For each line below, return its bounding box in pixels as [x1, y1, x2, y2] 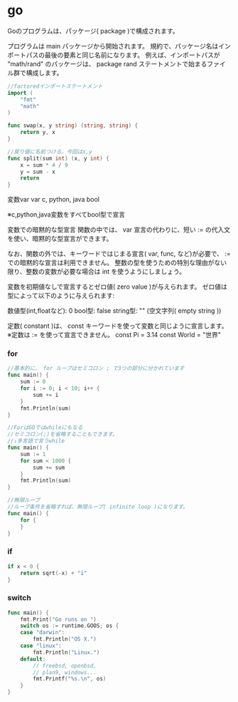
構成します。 [26, 68, 63, 77]
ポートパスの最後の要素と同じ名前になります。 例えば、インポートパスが [7, 51, 220, 59]
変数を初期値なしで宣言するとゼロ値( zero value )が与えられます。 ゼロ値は [7, 282, 227, 291]
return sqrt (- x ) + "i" [20, 569, 87, 577]
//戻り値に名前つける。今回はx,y [7, 148, 92, 155]
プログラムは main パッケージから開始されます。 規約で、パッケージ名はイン [7, 41, 231, 50]
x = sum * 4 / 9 [20, 161, 69, 169]
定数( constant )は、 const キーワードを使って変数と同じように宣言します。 [7, 321, 228, 330]
